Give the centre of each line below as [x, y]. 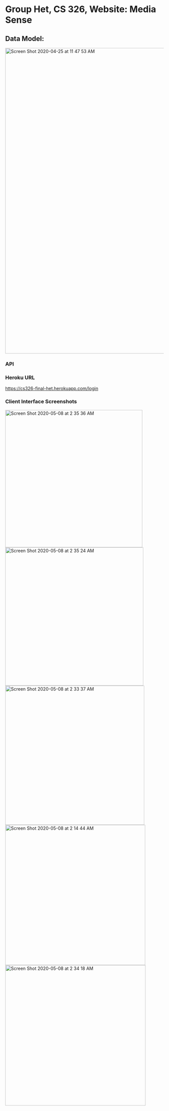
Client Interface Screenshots [41, 402]
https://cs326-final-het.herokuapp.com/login [52, 389]
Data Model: [25, 39]
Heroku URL [20, 378]
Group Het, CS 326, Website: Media [81, 9]
